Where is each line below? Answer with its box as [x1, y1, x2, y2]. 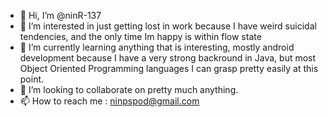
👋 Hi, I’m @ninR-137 [19, 10, 102, 21]
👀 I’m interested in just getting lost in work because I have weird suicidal [19, 20, 317, 32]
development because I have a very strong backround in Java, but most [19, 52, 317, 64]
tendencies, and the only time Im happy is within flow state [19, 31, 262, 42]
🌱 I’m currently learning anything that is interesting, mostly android [19, 41, 295, 53]
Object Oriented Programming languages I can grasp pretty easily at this [19, 63, 319, 74]
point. [19, 73, 45, 85]
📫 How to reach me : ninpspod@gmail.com [19, 95, 200, 107]
